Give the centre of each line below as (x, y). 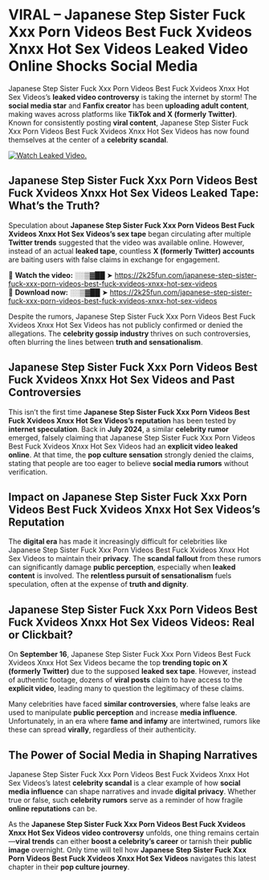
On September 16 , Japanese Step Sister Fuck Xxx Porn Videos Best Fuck (130, 655)
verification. (28, 472)
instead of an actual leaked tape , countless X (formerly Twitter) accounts (132, 250)
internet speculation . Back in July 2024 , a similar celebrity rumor (118, 429)
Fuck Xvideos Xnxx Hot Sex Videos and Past (122, 380)
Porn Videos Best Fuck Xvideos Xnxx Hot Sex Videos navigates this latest (132, 858)
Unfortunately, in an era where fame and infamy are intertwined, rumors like (134, 721)
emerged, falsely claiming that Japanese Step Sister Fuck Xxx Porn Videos (132, 437)
